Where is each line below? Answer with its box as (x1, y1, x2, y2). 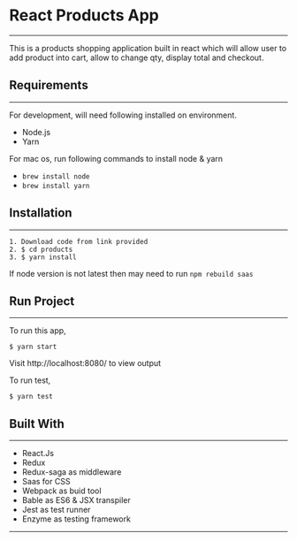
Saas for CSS (21, 476, 71, 487)
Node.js (21, 126, 51, 137)
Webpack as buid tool (21, 485, 102, 496)
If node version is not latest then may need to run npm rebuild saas (9, 268, 254, 278)
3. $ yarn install (9, 253, 77, 262)
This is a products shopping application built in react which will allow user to (9, 42, 287, 53)
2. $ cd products (9, 245, 73, 254)
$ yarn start (9, 342, 57, 352)
